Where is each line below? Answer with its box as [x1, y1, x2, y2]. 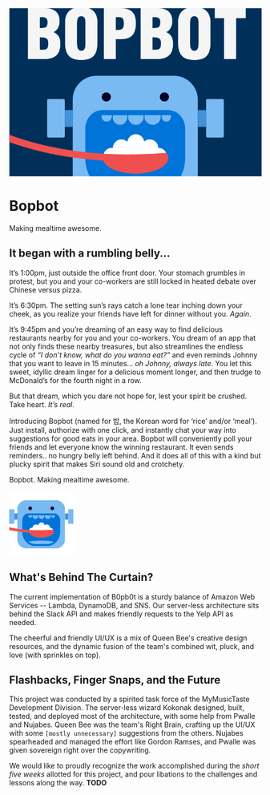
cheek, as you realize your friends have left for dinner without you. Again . [9, 309, 252, 318]
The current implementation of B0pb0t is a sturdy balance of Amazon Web [9, 591, 256, 601]
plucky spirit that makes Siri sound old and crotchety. [9, 459, 185, 469]
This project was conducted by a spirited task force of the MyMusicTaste [9, 694, 250, 704]
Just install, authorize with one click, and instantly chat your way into [9, 425, 237, 434]
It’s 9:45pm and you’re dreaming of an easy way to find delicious [9, 325, 224, 334]
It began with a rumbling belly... [9, 247, 171, 260]
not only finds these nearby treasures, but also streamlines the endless [9, 341, 244, 351]
